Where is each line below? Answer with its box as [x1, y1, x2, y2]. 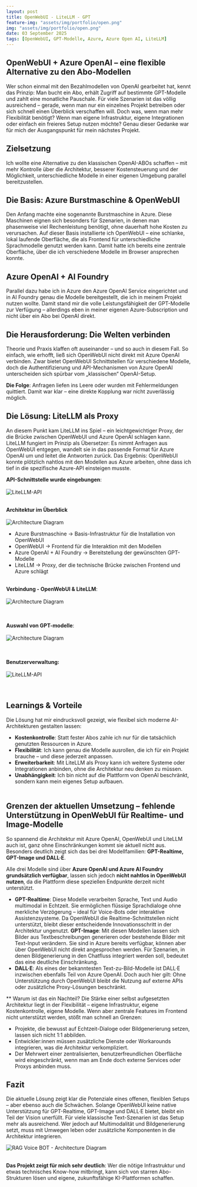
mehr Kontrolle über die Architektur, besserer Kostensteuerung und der [6, 166, 178, 173]
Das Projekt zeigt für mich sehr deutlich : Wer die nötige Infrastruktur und [6, 1162, 185, 1169]
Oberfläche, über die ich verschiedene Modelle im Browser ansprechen [6, 248, 179, 255]
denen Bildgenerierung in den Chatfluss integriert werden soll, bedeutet [14, 952, 189, 959]
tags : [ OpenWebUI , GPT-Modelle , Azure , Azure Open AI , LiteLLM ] [6, 36, 167, 42]
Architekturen [6, 722, 39, 729]
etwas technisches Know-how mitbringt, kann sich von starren [6, 1168, 158, 1175]
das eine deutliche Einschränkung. [14, 958, 99, 965]
